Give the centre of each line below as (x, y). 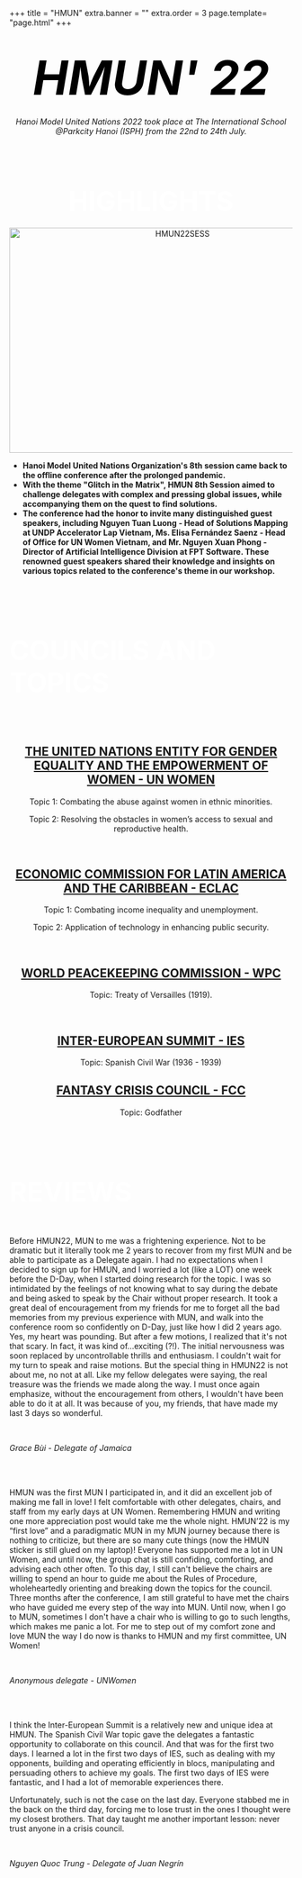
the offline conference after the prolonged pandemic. (124, 475)
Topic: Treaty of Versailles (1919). (151, 995)
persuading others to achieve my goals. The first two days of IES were (139, 1773)
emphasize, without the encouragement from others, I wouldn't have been (147, 1393)
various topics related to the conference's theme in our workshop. (149, 570)
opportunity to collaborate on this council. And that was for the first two (142, 1744)
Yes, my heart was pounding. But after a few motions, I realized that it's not (148, 1336)
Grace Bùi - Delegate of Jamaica (71, 1447)
